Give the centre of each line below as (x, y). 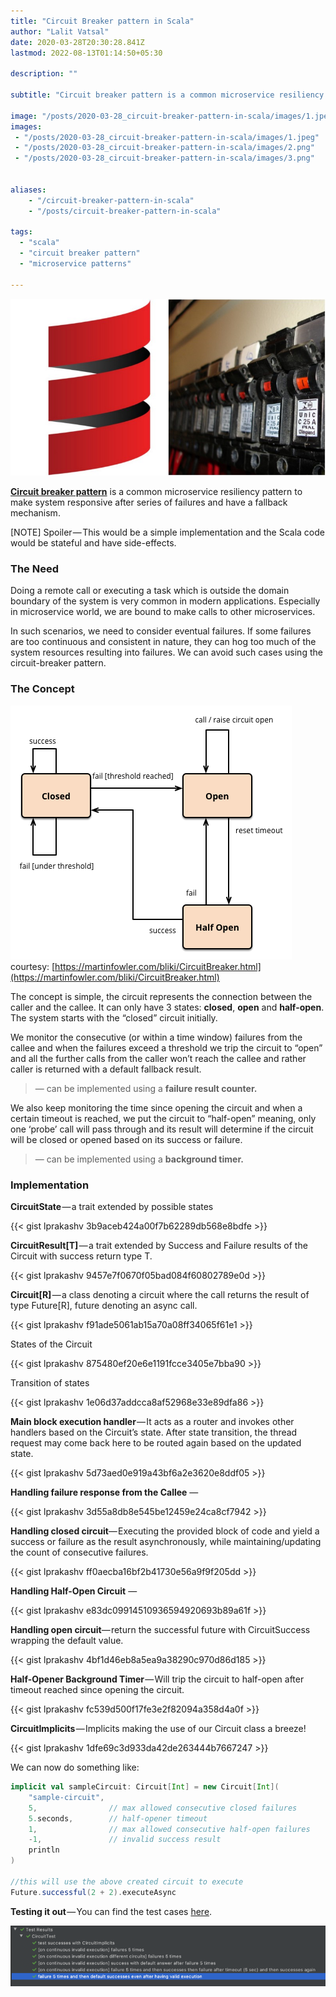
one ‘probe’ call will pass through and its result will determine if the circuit (162, 1129)
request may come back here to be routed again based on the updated (156, 1443)
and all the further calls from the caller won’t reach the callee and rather (158, 1058)
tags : (21, 232)
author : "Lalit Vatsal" (60, 31)
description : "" (44, 74)
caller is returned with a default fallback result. (106, 1069)
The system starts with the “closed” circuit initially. (114, 1017)
